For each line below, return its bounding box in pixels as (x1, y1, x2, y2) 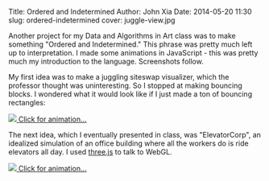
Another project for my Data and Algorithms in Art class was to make (8, 31, 236, 40)
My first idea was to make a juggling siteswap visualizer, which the (8, 72, 230, 81)
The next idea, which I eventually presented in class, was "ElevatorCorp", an (8, 130, 262, 139)
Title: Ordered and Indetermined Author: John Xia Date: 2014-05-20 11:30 (8, 7, 252, 16)
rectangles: (8, 98, 46, 107)
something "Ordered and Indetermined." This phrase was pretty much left (8, 39, 253, 49)
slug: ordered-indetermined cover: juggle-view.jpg (8, 15, 176, 25)
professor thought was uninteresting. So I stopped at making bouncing (8, 80, 243, 90)
